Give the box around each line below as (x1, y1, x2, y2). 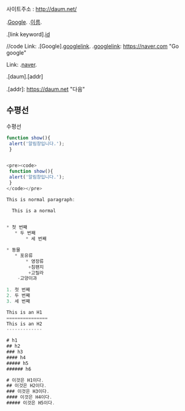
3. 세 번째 (6, 298, 31, 304)
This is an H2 (6, 321, 43, 327)
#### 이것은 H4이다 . (6, 394, 53, 401)
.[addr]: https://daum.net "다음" (6, 85, 85, 93)
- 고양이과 (17, 275, 37, 282)
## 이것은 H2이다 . (6, 383, 47, 389)
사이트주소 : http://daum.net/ (6, 6, 77, 12)
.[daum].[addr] (6, 73, 43, 80)
